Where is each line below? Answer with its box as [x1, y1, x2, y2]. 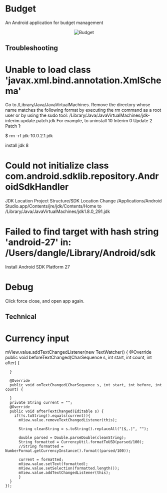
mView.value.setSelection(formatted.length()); [18, 466, 120, 471]
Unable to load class [5, 64, 91, 75]
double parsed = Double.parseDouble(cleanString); [18, 435, 126, 440]
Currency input [5, 333, 69, 344]
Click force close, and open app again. [5, 298, 85, 304]
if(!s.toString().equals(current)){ [14, 413, 91, 418]
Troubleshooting [5, 44, 58, 53]
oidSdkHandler [5, 181, 69, 193]
